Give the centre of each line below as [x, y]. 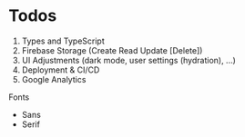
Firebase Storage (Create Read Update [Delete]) [112, 50]
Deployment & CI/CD [61, 70]
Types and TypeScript [63, 41]
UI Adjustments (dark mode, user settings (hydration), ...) [128, 60]
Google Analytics [54, 79]
